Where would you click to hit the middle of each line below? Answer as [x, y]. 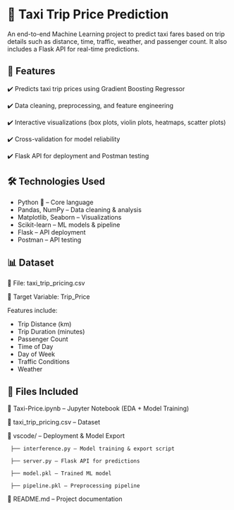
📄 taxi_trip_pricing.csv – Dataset [54, 422]
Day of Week [36, 354]
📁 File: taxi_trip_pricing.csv [46, 283]
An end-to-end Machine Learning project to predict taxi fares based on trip [116, 34]
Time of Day [35, 347]
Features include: [32, 311]
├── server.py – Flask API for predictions [75, 461]
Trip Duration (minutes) [51, 332]
